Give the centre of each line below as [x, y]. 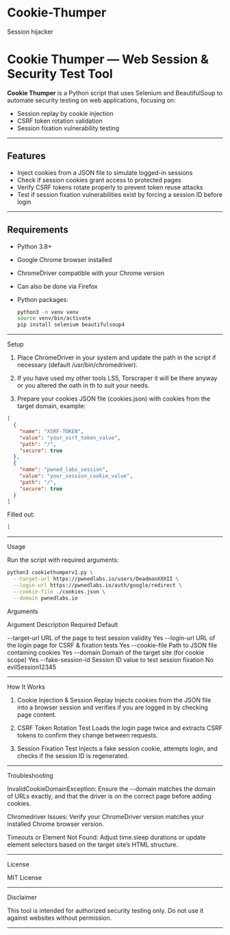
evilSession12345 [32, 667]
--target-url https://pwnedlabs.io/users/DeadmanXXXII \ [96, 579]
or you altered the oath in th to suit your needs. [83, 386]
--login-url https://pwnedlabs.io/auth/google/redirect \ [98, 585]
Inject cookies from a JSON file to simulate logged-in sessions [105, 172]
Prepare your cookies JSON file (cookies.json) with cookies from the [114, 399]
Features [26, 156]
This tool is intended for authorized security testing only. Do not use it [105, 910]
